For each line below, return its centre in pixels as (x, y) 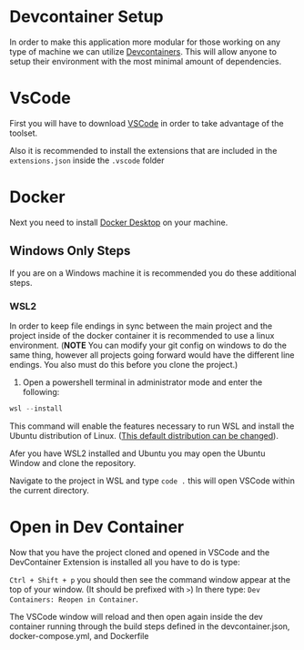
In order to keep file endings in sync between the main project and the (141, 326)
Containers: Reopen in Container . (74, 599)
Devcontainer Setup (86, 17)
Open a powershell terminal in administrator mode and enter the (142, 382)
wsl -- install (36, 408)
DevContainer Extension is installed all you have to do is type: (125, 562)
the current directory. (49, 490)
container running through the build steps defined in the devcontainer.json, (150, 626)
